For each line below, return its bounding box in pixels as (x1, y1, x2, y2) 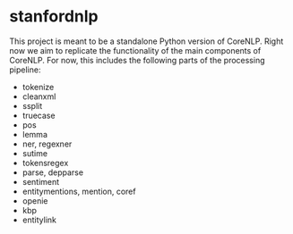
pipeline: (9, 64, 41, 75)
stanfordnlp (9, 6, 99, 27)
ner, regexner (22, 138, 73, 149)
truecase (22, 110, 56, 121)
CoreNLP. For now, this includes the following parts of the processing (9, 54, 265, 65)
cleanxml (22, 91, 56, 102)
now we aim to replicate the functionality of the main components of (9, 45, 262, 55)
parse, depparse (22, 167, 83, 178)
